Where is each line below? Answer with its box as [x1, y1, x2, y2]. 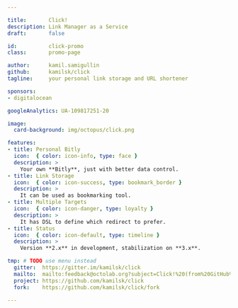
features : [7, 139, 37, 147]
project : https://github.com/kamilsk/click [13, 277, 144, 284]
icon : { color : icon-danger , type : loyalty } [13, 205, 154, 212]
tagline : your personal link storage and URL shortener [7, 75, 189, 82]
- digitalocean [7, 94, 52, 101]
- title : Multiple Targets [7, 199, 87, 206]
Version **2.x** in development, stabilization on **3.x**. [20, 245, 201, 252]
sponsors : [7, 88, 37, 95]
